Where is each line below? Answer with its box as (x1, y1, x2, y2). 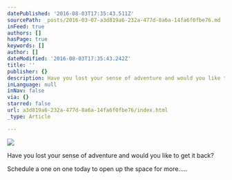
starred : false (7, 100, 51, 107)
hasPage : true (7, 36, 48, 43)
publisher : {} (7, 68, 48, 75)
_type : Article (7, 113, 51, 120)
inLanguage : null (7, 81, 57, 88)
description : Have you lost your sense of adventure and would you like (7, 74, 221, 82)
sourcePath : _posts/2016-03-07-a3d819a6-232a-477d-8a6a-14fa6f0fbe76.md (7, 17, 221, 24)
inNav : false (7, 87, 45, 94)
